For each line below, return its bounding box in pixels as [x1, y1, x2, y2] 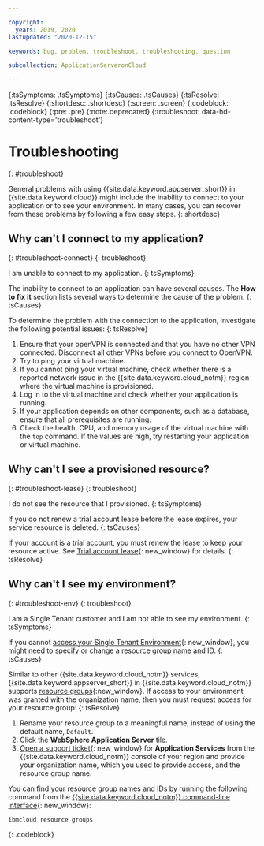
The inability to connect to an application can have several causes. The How [8, 283, 256, 293]
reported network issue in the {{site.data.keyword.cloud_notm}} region [19, 372, 250, 382]
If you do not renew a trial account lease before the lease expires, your [8, 514, 238, 524]
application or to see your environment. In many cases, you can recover [8, 201, 241, 211]
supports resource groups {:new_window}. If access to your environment [8, 686, 244, 695]
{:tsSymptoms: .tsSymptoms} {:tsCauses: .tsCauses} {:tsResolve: [8, 90, 219, 99]
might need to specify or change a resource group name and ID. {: [8, 646, 223, 655]
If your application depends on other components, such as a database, [19, 406, 250, 416]
